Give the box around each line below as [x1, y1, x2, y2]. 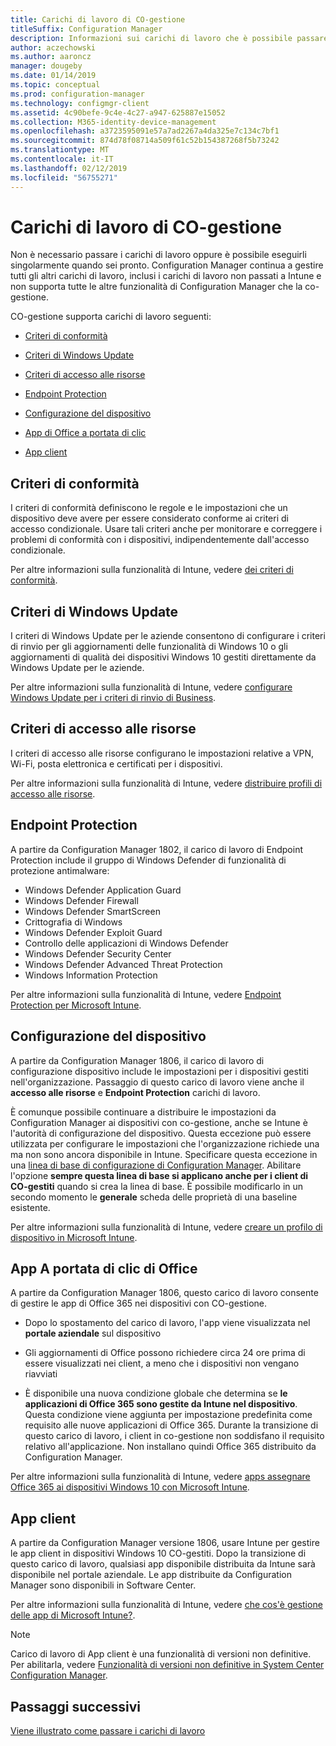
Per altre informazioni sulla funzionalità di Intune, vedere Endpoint [10, 988, 282, 1000]
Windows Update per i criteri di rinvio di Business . [10, 692, 217, 704]
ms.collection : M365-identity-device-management [10, 117, 217, 127]
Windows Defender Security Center [24, 947, 172, 960]
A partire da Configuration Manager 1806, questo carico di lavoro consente [10, 1287, 319, 1299]
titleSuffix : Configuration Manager [10, 24, 163, 34]
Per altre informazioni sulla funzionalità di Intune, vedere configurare [10, 681, 293, 693]
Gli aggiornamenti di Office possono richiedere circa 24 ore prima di [24, 1347, 306, 1359]
